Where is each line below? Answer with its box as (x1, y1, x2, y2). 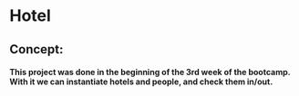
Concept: (9, 42, 64, 57)
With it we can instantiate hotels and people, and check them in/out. (9, 76, 273, 87)
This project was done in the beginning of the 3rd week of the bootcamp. (9, 67, 291, 78)
